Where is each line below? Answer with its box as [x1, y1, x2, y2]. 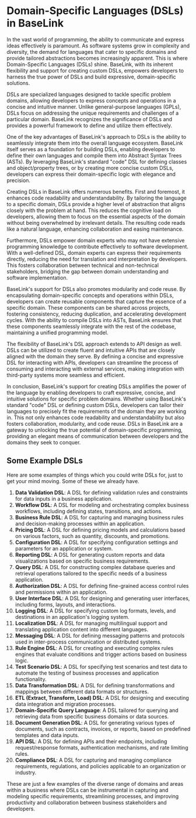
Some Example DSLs [6, 456, 83, 466]
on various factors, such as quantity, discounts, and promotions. [15, 532, 170, 539]
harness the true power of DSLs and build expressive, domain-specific [6, 73, 177, 80]
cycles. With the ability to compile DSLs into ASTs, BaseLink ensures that [6, 316, 182, 323]
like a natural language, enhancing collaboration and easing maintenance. [6, 225, 184, 232]
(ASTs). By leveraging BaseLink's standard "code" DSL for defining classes [6, 158, 187, 165]
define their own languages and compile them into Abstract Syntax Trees [6, 152, 182, 159]
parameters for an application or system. [15, 545, 113, 552]
